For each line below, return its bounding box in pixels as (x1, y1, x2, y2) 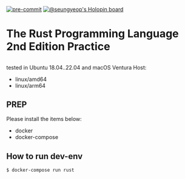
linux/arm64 (15, 82, 46, 89)
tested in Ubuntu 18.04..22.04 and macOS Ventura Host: (6, 63, 147, 71)
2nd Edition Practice (6, 40, 110, 54)
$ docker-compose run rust (6, 167, 75, 174)
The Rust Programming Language (6, 27, 179, 41)
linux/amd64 (15, 76, 47, 83)
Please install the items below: (6, 116, 82, 123)
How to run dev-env (6, 151, 83, 161)
